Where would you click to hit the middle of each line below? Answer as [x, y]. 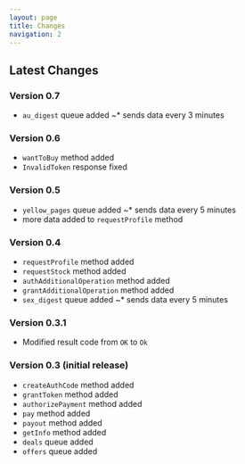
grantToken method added [70, 394]
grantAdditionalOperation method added [98, 290]
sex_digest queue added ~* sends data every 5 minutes [125, 299]
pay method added [56, 413]
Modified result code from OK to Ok [85, 342]
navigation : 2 [36, 34]
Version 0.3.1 [38, 322]
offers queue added [60, 451]
